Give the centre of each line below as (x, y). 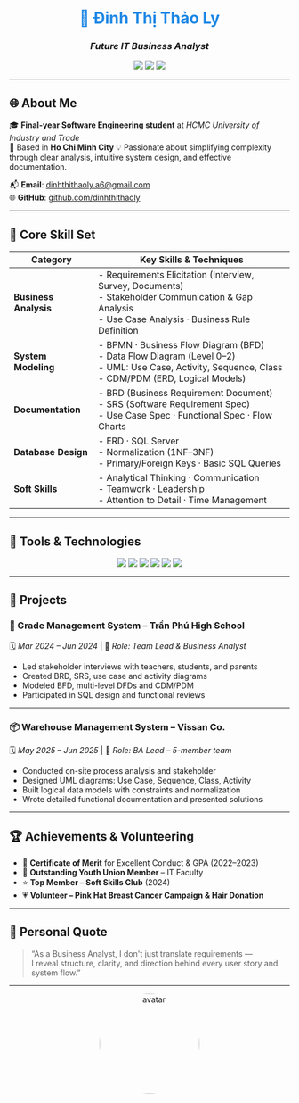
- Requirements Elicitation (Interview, (176, 275)
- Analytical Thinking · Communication (178, 478)
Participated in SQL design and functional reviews (113, 694)
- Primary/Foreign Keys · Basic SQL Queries (190, 463)
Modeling (34, 368)
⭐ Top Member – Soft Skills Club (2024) (96, 882)
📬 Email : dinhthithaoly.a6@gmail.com (80, 185)
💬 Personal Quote (59, 932)
